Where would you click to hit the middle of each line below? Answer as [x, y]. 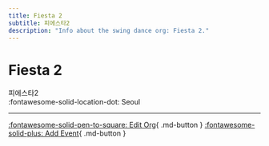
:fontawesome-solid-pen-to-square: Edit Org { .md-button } [106, 125]
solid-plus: [26, 133]
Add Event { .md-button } [86, 133]
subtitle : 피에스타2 [39, 23]
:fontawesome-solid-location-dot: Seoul [74, 102]
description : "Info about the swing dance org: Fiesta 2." [109, 30]
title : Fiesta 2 [35, 16]
